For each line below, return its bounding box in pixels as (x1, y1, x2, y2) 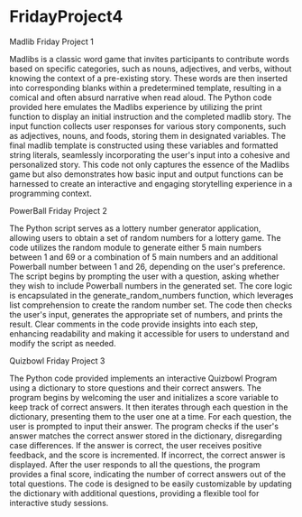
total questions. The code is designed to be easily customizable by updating (9, 478, 292, 489)
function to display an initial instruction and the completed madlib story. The (9, 111, 291, 122)
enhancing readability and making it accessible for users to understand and (9, 328, 290, 339)
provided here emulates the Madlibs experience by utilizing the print (9, 101, 263, 112)
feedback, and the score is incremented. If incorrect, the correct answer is (9, 449, 286, 460)
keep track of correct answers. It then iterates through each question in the (9, 402, 288, 412)
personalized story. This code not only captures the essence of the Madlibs (9, 159, 290, 170)
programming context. (9, 188, 92, 198)
